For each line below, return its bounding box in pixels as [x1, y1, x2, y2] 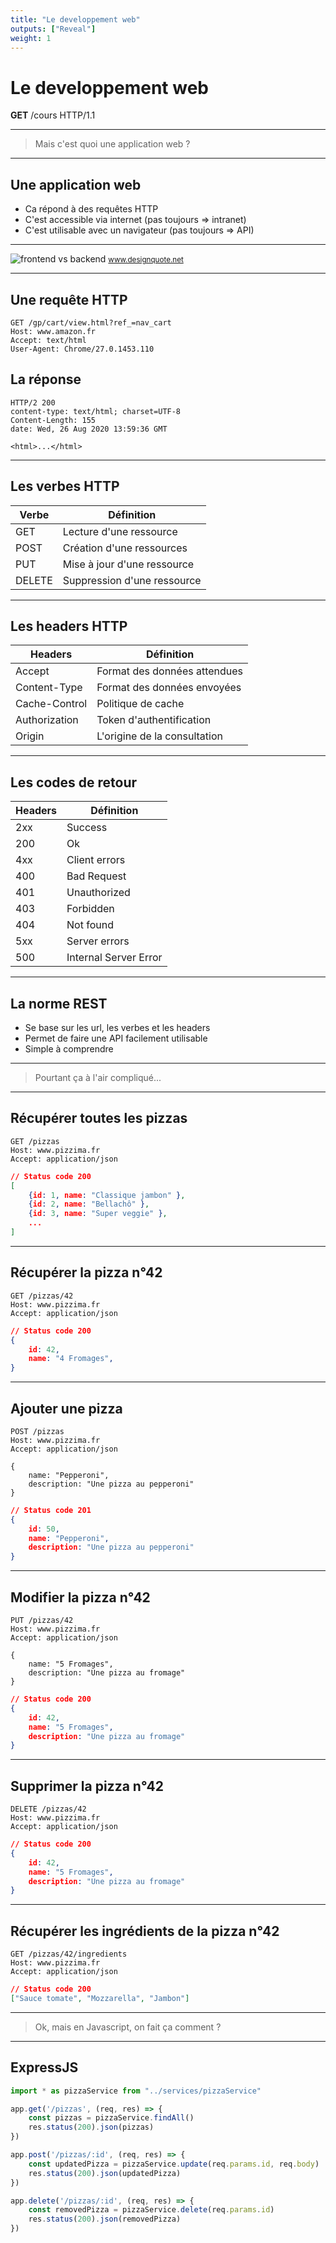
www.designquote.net [108, 255, 184, 265]
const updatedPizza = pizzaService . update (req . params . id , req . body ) [28, 2159, 320, 2169]
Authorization [15, 713, 79, 727]
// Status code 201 [10, 1505, 92, 1515]
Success [66, 821, 108, 835]
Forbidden [66, 902, 115, 916]
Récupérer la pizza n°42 [10, 1264, 163, 1281]
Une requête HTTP [10, 291, 128, 308]
